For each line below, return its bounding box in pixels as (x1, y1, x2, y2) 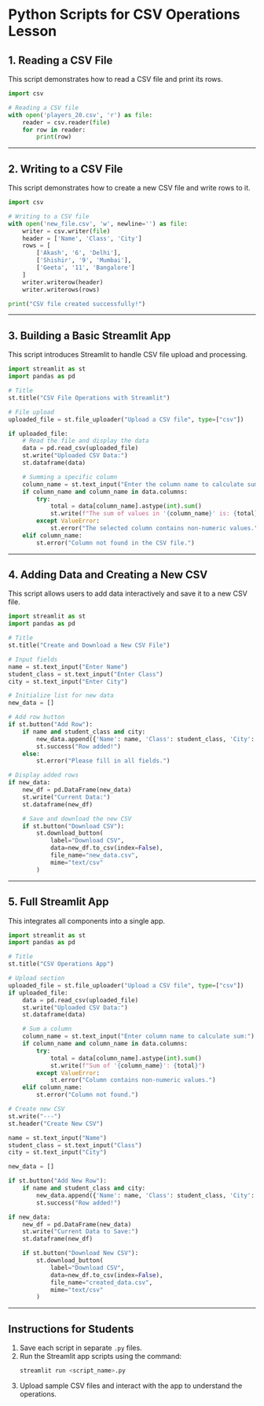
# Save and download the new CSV (22, 814, 132, 823)
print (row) (36, 133, 72, 141)
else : (22, 750, 41, 758)
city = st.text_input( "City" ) (8, 1149, 108, 1157)
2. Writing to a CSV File (8, 162, 123, 175)
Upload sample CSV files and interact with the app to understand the (19, 1381, 243, 1390)
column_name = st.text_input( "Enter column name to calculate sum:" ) (22, 1032, 255, 1040)
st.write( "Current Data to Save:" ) (22, 1227, 139, 1236)
